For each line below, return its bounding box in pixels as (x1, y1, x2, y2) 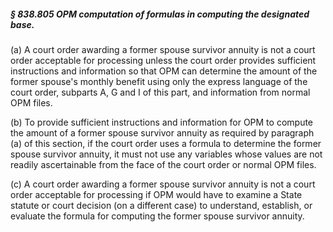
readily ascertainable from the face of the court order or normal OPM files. (10, 158, 317, 170)
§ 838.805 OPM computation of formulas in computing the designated (10, 8, 310, 20)
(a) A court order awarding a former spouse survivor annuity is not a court (10, 43, 316, 55)
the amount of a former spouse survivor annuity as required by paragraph (10, 126, 315, 139)
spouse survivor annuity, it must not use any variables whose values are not (10, 148, 323, 160)
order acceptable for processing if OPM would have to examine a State (10, 188, 303, 200)
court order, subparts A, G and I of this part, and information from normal (10, 86, 311, 98)
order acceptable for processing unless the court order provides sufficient (10, 54, 317, 66)
